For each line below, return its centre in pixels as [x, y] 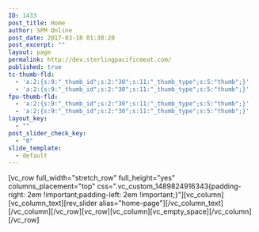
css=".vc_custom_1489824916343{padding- [169, 186]
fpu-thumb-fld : [33, 97]
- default [31, 155]
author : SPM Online [40, 30]
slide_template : [35, 148]
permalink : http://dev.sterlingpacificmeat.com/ [90, 60]
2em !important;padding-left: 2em [83, 195]
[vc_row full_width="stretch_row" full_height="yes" [92, 178]
